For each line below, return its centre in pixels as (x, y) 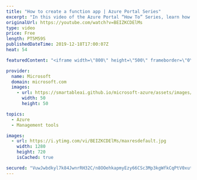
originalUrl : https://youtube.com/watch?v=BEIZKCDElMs (74, 22)
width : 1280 (31, 147)
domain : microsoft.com (39, 82)
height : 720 (31, 152)
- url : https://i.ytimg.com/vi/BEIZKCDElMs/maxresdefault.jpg (89, 141)
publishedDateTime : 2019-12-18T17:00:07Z (57, 45)
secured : (17, 168)
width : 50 (33, 98)
